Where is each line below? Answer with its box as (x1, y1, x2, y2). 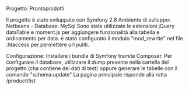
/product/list (6, 77, 36, 84)
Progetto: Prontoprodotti (6, 5, 65, 12)
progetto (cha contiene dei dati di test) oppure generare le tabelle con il (6, 65, 178, 72)
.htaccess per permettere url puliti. (6, 41, 89, 48)
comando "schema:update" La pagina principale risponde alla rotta (6, 71, 167, 78)
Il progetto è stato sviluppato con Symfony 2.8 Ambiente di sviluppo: (6, 16, 171, 23)
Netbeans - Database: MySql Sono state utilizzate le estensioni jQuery (6, 23, 175, 29)
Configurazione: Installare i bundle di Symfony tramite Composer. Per (6, 53, 173, 59)
